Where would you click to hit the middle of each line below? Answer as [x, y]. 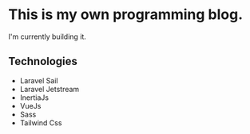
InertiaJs [34, 98]
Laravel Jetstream [50, 89]
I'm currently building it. [47, 36]
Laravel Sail [39, 80]
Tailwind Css [41, 123]
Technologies [43, 61]
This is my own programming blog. [126, 15]
